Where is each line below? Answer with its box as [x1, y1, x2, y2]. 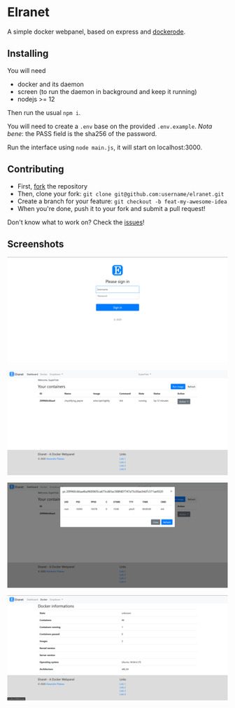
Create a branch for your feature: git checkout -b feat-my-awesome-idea [17, 197, 227, 205]
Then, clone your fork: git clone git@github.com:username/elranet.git [17, 189, 225, 198]
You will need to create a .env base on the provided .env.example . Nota [7, 122, 213, 130]
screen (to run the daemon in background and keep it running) [17, 87, 197, 95]
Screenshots [7, 238, 64, 250]
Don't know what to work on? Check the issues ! [7, 218, 145, 226]
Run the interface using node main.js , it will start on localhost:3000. [7, 143, 203, 151]
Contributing [7, 163, 64, 175]
